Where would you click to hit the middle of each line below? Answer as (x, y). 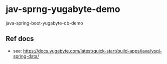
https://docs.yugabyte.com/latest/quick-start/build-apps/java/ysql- (92, 50)
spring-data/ (26, 56)
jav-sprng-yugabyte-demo (63, 9)
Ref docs (20, 39)
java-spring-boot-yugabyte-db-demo (44, 23)
